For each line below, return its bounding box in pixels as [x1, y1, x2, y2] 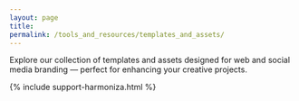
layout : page [9, 13, 59, 23]
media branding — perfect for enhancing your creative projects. [9, 64, 247, 75]
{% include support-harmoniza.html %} [9, 82, 157, 93]
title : [9, 22, 34, 31]
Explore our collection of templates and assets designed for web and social [9, 55, 291, 66]
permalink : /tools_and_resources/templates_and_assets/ [9, 30, 225, 39]
